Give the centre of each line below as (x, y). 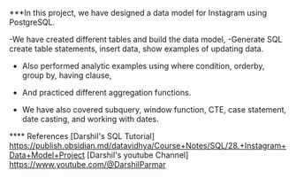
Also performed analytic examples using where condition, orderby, (143, 66)
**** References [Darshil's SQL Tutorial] (82, 136)
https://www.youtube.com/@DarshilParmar (87, 164)
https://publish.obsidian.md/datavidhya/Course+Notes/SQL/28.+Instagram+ (148, 146)
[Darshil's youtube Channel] (138, 155)
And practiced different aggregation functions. (106, 93)
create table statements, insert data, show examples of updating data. (137, 49)
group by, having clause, (67, 75)
